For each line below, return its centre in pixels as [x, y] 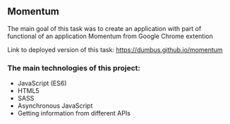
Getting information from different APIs [74, 113]
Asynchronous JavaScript [55, 106]
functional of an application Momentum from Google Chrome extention [110, 36]
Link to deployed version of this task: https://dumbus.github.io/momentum [115, 49]
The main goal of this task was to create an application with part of [104, 28]
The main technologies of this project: [74, 68]
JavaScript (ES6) [42, 83]
